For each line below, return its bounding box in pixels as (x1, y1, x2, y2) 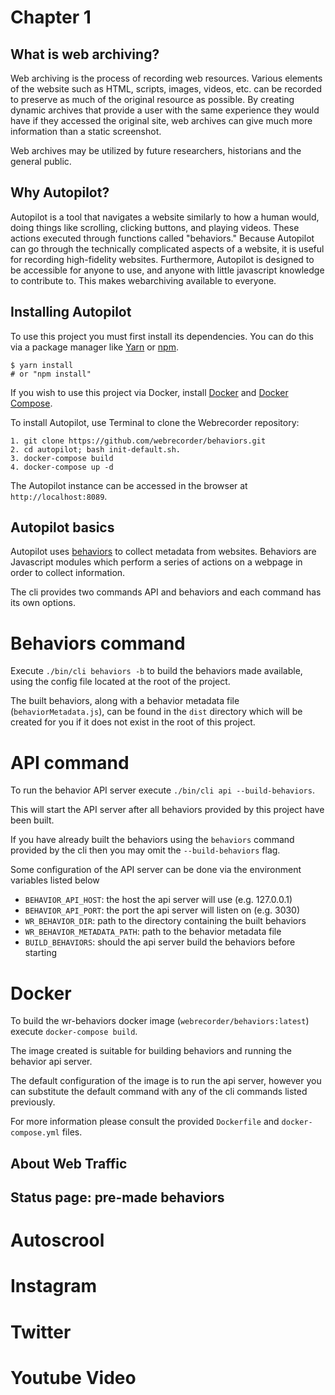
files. (61, 1126, 83, 1138)
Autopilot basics (10, 519, 115, 536)
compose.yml (10, 1128, 60, 1138)
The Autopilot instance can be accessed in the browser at (10, 479, 248, 491)
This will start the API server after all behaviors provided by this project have (10, 804, 325, 816)
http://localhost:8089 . (10, 490, 108, 502)
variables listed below (10, 874, 100, 886)
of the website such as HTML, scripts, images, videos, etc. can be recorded (10, 83, 323, 95)
